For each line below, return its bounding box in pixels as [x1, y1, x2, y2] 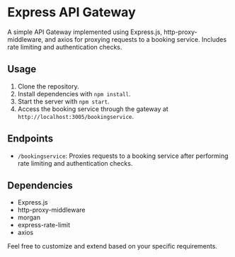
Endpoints [7, 132, 54, 145]
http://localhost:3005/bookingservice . [17, 112, 134, 120]
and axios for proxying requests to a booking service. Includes [45, 35, 227, 43]
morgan [17, 213, 41, 222]
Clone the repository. [17, 82, 79, 91]
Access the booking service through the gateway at [17, 104, 168, 113]
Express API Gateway [7, 4, 136, 21]
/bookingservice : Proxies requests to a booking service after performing [17, 152, 229, 160]
